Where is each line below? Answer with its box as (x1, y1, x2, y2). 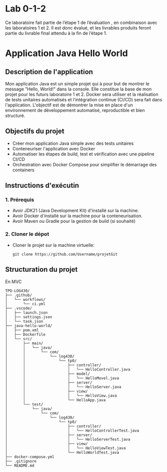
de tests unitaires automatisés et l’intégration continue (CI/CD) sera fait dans (5, 96, 163, 102)
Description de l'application (5, 67, 93, 76)
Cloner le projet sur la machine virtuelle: (12, 242, 95, 248)
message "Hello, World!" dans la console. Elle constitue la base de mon (5, 86, 152, 92)
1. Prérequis (5, 196, 34, 203)
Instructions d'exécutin (5, 181, 79, 190)
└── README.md (5, 463, 35, 468)
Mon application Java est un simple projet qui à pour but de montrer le (5, 80, 150, 86)
